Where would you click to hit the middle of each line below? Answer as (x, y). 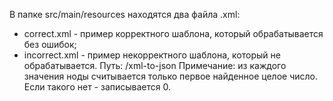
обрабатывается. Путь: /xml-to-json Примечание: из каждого (155, 65)
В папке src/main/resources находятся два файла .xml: (125, 14)
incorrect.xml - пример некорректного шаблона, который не (152, 55)
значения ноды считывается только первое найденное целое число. (170, 76)
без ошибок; (50, 44)
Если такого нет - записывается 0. (97, 87)
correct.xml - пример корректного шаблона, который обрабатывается (173, 33)
